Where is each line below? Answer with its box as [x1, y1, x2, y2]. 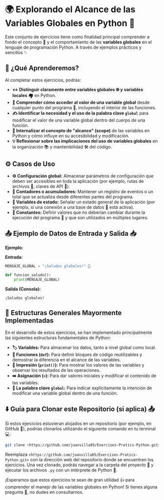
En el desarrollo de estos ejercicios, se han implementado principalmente [5, 329, 152, 335]
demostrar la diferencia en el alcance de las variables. [12, 356, 121, 363]
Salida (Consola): [5, 286, 41, 292]
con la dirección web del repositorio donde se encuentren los [30, 456, 154, 462]
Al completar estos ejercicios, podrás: [5, 77, 82, 83]
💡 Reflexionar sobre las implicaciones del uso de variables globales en [12, 138, 158, 144]
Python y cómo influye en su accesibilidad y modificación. [12, 133, 129, 139]
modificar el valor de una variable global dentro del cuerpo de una [12, 117, 145, 123]
